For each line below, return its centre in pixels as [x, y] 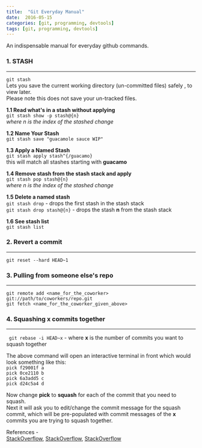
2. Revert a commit [34, 242]
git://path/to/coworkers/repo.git [50, 299]
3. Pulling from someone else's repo [60, 275]
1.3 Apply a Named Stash [38, 150]
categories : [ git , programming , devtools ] [60, 23]
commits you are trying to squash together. [60, 421]
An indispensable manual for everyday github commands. [78, 46]
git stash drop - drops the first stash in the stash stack [75, 203]
